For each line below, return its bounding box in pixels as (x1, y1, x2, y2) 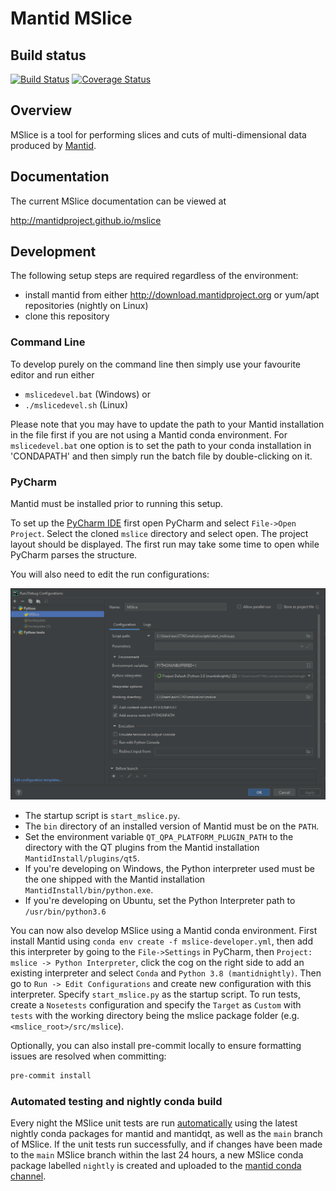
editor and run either (10, 368, 95, 381)
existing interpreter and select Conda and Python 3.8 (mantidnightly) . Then (10, 967, 322, 979)
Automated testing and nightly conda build (10, 1094, 223, 1108)
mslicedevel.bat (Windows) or (24, 388, 151, 400)
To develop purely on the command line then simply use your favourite (10, 358, 302, 370)
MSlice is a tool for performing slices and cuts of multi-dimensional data (10, 128, 307, 141)
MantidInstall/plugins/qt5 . (24, 852, 140, 864)
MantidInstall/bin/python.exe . (24, 884, 154, 896)
